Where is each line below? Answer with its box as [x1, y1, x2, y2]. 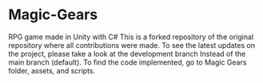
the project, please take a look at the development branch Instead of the [8, 49, 246, 58]
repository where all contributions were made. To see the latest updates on [8, 40, 256, 49]
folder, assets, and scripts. [8, 65, 96, 75]
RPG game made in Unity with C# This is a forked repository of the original [8, 32, 254, 41]
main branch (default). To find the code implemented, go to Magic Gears [8, 57, 247, 67]
